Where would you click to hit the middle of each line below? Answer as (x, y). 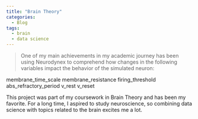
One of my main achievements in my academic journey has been (100, 56)
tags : (13, 28)
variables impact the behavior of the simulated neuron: (87, 68)
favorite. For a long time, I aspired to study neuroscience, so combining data (99, 103)
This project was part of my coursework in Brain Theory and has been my (96, 97)
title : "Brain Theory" (34, 11)
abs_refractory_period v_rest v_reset (50, 86)
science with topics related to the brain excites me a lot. (74, 110)
